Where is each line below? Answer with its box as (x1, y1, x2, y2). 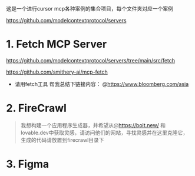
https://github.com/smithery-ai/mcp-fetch (6, 68, 108, 75)
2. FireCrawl (6, 102, 67, 115)
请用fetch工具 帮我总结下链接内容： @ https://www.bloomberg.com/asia (14, 80, 189, 87)
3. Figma (6, 158, 49, 171)
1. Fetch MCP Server (6, 38, 107, 51)
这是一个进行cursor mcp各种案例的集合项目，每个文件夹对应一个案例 (6, 5, 174, 12)
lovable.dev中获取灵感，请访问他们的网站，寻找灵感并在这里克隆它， (20, 129, 189, 136)
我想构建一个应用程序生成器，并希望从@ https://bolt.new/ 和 (20, 121, 166, 128)
